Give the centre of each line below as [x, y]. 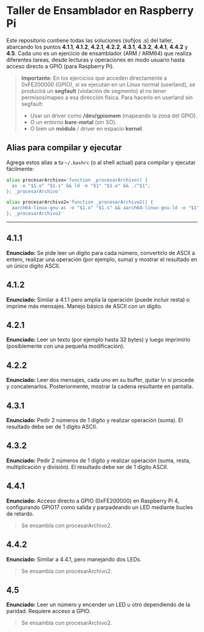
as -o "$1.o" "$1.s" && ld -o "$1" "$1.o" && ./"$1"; [81, 186]
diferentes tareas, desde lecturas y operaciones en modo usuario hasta [96, 60]
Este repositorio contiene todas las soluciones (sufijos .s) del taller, [90, 40]
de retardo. [20, 513]
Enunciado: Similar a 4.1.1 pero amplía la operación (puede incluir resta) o [98, 299]
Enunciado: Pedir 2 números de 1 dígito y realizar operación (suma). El [95, 420]
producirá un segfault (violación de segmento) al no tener [94, 91]
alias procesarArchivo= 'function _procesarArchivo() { [77, 180]
